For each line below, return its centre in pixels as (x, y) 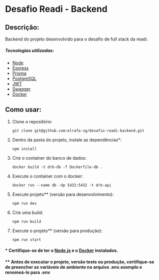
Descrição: (22, 27)
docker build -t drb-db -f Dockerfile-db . (57, 167)
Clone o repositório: (32, 121)
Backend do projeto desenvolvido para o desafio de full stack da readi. (77, 39)
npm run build (26, 221)
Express (20, 68)
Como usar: (23, 110)
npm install (24, 149)
